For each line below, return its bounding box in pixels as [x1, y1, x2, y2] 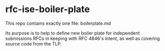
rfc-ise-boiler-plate [5, 4, 90, 15]
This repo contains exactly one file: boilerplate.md [5, 20, 111, 26]
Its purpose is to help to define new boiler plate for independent [5, 30, 140, 36]
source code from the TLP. [5, 40, 62, 46]
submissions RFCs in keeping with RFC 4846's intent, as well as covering [5, 35, 160, 41]
